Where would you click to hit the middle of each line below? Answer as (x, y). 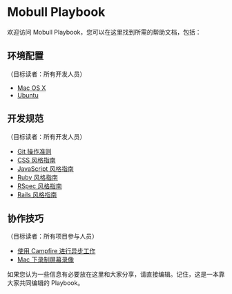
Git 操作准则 (34, 151)
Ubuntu (28, 95)
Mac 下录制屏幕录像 (46, 259)
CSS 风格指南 (36, 160)
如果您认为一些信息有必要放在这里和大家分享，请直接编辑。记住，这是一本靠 (116, 275)
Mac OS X (31, 88)
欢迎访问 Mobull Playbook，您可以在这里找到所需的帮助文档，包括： (104, 32)
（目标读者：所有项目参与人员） (52, 237)
